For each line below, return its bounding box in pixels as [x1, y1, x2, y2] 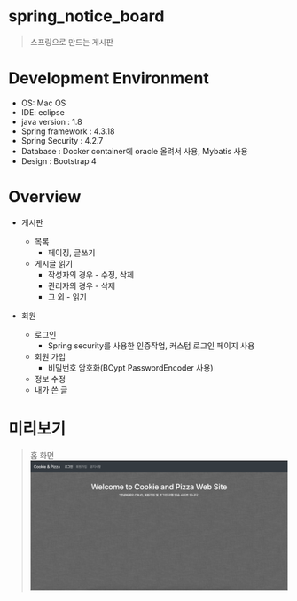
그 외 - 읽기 [47, 291, 88, 302]
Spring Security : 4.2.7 [20, 135, 104, 145]
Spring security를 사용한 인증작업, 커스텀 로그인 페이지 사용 [47, 340, 255, 351]
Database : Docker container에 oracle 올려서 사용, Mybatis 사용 [20, 145, 249, 156]
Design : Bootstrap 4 [20, 155, 97, 166]
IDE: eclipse [20, 106, 66, 117]
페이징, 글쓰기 [47, 246, 96, 258]
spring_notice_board [8, 6, 165, 27]
